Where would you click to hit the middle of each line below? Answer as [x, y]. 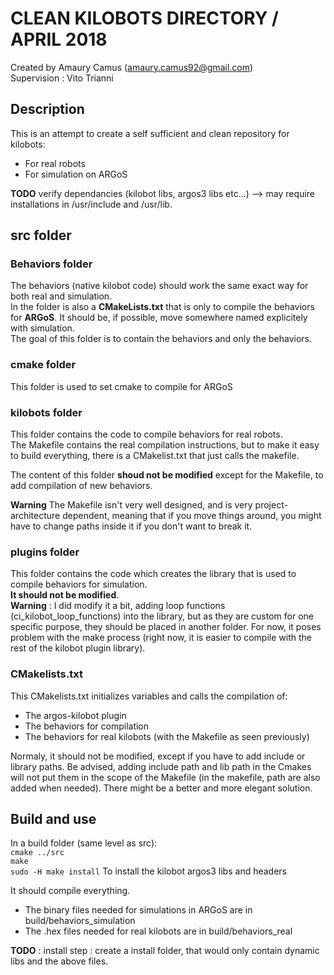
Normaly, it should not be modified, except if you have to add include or [158, 756]
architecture [35, 516]
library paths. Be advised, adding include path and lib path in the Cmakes [161, 766]
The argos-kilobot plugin [75, 715]
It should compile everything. [70, 891]
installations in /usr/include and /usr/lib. [91, 204]
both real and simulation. [61, 296]
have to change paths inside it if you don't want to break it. [131, 526]
